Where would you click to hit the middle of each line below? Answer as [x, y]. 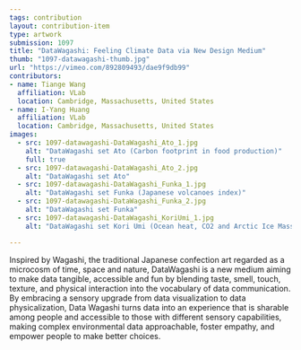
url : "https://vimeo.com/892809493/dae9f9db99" [100, 68]
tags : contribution [46, 17]
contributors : [36, 76]
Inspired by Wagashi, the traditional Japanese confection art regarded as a [147, 259]
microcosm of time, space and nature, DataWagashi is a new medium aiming [150, 269]
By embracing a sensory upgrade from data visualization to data [128, 298]
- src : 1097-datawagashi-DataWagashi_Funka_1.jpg [112, 185]
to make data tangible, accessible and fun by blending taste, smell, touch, [145, 278]
